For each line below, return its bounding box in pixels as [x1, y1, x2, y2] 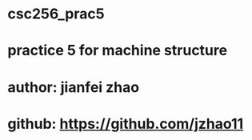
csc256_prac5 [7, 5, 105, 23]
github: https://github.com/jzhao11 [7, 114, 244, 133]
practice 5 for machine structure [7, 42, 228, 60]
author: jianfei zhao [7, 78, 140, 96]
